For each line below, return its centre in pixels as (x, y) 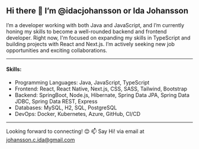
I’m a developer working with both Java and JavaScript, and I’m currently (95, 25)
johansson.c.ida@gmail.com (41, 140)
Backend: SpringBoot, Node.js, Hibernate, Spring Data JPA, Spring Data (102, 95)
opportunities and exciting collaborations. (57, 50)
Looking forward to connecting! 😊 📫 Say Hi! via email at (75, 131)
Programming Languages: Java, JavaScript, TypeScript (82, 83)
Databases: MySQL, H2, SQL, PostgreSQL (66, 108)
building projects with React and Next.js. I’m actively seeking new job (90, 44)
